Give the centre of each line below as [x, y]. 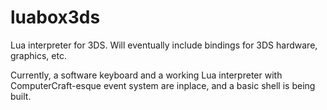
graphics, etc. [38, 55]
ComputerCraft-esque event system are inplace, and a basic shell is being [163, 85]
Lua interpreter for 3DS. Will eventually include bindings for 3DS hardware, [164, 45]
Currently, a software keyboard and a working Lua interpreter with [146, 75]
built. [21, 96]
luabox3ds [55, 17]
